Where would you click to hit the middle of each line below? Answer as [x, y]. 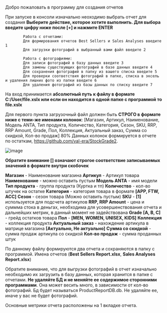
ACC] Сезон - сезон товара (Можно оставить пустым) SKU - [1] [73, 196]
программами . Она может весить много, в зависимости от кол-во [77, 285]
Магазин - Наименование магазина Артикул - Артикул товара [72, 175]
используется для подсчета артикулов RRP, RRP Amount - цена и [75, 202]
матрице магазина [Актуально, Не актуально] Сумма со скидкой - [78, 228]
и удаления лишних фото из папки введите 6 [51, 80]
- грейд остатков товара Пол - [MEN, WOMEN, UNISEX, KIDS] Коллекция [83, 218]
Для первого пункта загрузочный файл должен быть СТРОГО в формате [83, 114]
